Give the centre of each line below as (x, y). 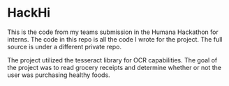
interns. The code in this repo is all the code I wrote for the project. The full (115, 39)
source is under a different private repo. (65, 46)
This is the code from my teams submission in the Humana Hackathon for (113, 32)
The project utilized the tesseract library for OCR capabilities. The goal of (112, 60)
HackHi (29, 13)
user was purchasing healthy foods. (59, 75)
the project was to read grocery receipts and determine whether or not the (114, 67)
